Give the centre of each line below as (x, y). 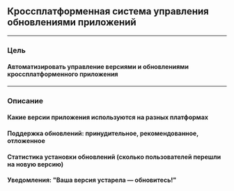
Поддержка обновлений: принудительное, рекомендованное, (103, 133)
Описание (25, 100)
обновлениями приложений (72, 23)
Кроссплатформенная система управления (108, 12)
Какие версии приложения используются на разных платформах (108, 117)
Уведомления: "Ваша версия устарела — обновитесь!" (92, 180)
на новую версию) (36, 164)
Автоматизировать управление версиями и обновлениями (98, 67)
